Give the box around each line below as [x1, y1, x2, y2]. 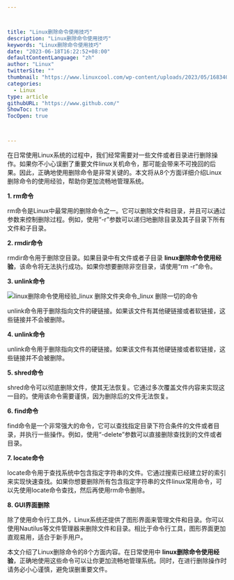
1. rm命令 [7, 192, 34, 200]
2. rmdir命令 [7, 239, 43, 247]
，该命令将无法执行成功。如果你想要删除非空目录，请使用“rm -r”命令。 [13, 262, 217, 270]
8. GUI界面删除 [7, 501, 50, 509]
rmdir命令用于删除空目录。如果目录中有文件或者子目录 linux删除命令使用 [7, 253, 216, 262]
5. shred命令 [7, 368, 44, 377]
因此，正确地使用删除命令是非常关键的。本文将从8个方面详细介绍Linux [19, 168, 222, 176]
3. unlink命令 [7, 277, 45, 285]
